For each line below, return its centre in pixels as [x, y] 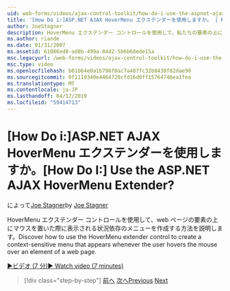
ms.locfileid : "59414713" [44, 103]
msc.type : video [30, 64]
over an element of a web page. [52, 251]
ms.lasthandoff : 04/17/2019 [47, 97]
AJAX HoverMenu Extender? [91, 185]
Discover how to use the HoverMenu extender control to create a [110, 236]
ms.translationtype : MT [41, 84]
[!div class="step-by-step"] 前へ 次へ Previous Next [96, 280]
